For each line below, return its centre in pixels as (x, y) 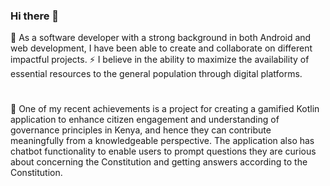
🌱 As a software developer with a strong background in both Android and (161, 38)
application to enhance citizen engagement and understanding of (145, 120)
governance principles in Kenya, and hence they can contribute (141, 130)
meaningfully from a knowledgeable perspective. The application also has (162, 141)
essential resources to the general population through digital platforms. (156, 74)
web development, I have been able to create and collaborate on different (161, 48)
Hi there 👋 (35, 16)
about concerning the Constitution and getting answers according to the (159, 162)
